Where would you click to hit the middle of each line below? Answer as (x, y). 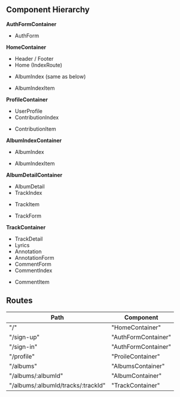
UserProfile (28, 111)
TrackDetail (29, 239)
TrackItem (27, 204)
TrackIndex (28, 193)
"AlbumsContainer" (138, 366)
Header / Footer (34, 58)
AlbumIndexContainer (34, 140)
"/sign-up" (24, 337)
